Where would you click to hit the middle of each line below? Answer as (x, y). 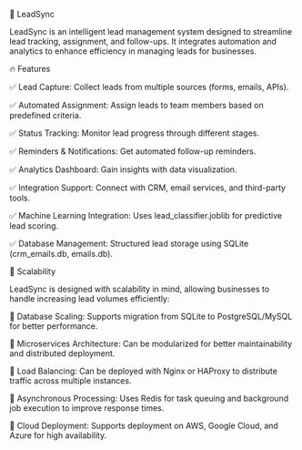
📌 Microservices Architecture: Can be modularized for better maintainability (151, 343)
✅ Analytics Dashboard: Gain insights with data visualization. (123, 169)
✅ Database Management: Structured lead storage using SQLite (129, 243)
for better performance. (54, 326)
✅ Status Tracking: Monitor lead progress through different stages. (135, 133)
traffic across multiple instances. (70, 381)
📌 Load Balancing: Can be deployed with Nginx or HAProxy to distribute (143, 371)
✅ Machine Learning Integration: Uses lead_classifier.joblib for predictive (146, 215)
